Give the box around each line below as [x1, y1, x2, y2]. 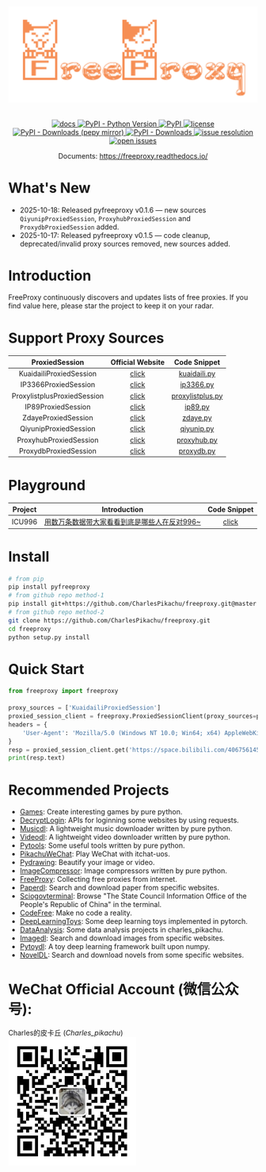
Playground [8, 476, 85, 494]
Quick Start [8, 660, 85, 678]
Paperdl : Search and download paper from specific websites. [19, 883, 220, 893]
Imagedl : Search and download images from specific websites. [19, 933, 226, 943]
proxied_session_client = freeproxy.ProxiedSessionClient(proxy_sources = [8, 712, 257, 721]
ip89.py [184, 402, 210, 412]
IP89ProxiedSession [25, 402, 91, 412]
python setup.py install [8, 633, 90, 642]
